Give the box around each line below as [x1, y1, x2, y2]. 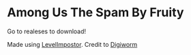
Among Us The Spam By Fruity [7, 5, 184, 20]
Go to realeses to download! [7, 27, 87, 35]
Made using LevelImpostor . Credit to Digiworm [7, 40, 138, 48]
